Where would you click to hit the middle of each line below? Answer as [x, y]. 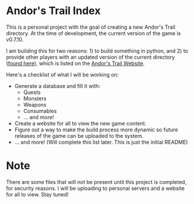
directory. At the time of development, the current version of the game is [93, 33]
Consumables [40, 111]
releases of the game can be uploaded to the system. [79, 135]
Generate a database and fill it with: [57, 86]
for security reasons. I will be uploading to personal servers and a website [95, 188]
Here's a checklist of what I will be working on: [62, 74]
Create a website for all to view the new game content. [80, 123]
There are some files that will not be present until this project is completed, [96, 182]
